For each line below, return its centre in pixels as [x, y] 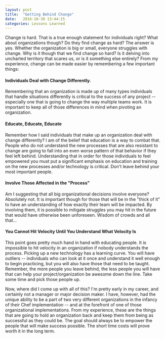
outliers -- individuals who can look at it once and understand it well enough [82, 258]
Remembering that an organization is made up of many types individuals [79, 92]
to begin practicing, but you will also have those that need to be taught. [78, 264]
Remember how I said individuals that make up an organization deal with [79, 135]
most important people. [29, 172]
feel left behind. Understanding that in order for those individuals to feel [78, 156]
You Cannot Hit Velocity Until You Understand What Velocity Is [71, 232]
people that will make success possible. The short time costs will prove [77, 326]
